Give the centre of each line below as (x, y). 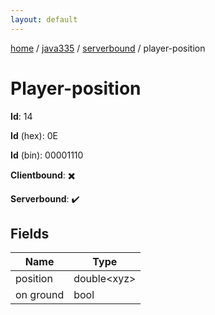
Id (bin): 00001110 (47, 155)
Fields (30, 233)
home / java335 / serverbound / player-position (108, 48)
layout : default (44, 19)
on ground (40, 295)
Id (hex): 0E (34, 135)
